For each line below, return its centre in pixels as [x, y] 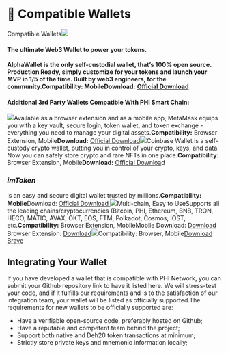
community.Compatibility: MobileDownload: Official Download [98, 87]
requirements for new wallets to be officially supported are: [90, 308]
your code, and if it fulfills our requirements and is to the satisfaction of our [112, 293]
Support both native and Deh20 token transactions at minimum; [106, 335]
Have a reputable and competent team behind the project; [98, 328]
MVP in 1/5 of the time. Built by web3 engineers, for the [87, 79]
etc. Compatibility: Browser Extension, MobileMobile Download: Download [112, 225]
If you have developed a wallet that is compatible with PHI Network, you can [114, 278]
